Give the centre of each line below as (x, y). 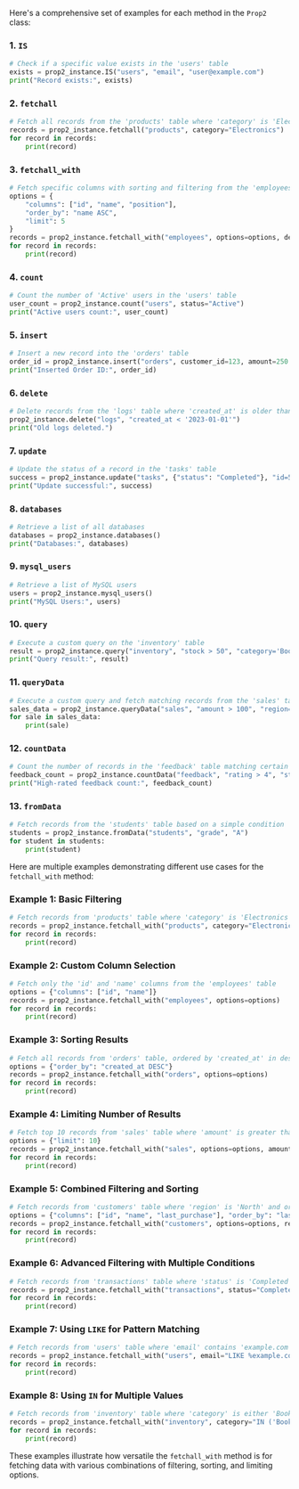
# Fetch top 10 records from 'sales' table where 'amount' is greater (143, 1133)
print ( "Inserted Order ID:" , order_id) (83, 370)
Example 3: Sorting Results (69, 1040)
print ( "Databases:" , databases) (69, 544)
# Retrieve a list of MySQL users (73, 585)
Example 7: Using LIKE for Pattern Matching (105, 1329)
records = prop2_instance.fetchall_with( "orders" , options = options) (139, 1075)
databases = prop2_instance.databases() (85, 535)
